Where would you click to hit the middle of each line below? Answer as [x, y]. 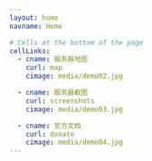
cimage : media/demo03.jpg [75, 109]
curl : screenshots [60, 100]
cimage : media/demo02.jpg [75, 76]
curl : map [44, 68]
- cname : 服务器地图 [53, 60]
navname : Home [36, 26]
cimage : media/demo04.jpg [75, 142]
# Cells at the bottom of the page [76, 43]
